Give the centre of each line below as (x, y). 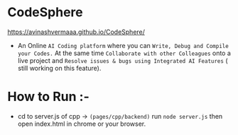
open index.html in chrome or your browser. (82, 124)
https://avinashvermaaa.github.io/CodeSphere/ (76, 32)
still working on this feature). (59, 68)
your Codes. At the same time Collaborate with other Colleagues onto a (124, 53)
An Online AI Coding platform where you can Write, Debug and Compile (123, 45)
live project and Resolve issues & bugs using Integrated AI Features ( (123, 60)
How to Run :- (49, 97)
